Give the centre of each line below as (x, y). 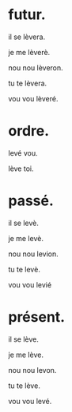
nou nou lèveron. (36, 67)
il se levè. (24, 223)
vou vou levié (30, 284)
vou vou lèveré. (33, 98)
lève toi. (21, 168)
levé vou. (23, 153)
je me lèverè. (29, 52)
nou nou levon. (32, 370)
